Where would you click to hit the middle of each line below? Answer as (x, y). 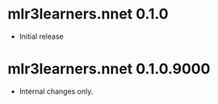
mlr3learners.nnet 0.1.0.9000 (109, 69)
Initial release (41, 36)
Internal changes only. (56, 91)
